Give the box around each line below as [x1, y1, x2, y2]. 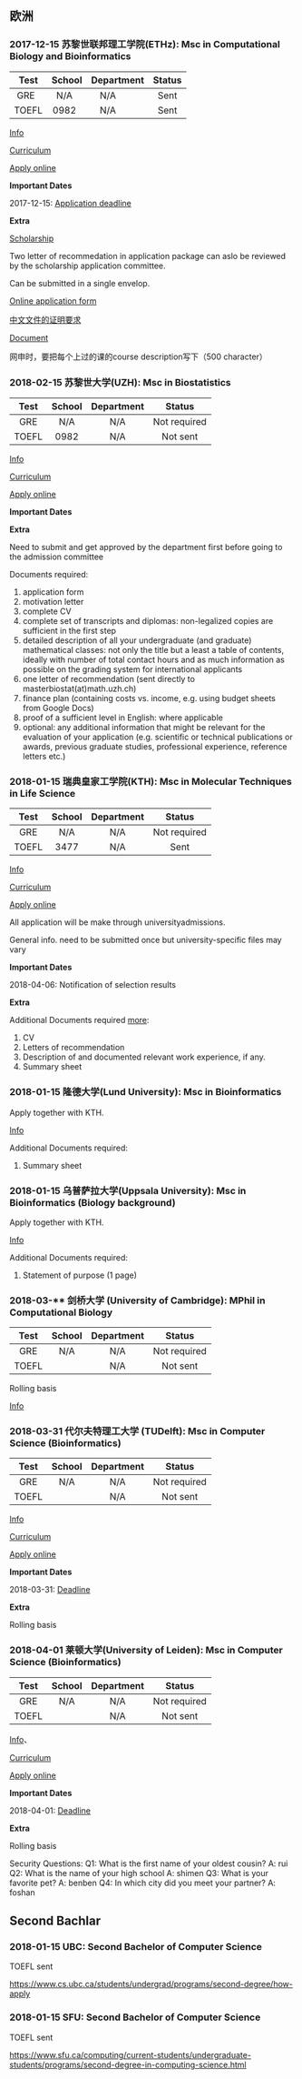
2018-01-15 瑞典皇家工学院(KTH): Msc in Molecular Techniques [9, 775, 292, 788]
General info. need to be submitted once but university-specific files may [9, 935, 283, 946]
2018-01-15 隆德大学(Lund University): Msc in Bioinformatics [9, 1086, 282, 1099]
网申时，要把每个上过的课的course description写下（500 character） [9, 351, 268, 362]
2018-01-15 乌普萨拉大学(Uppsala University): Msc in [9, 1184, 247, 1197]
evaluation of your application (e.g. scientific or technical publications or [22, 731, 293, 742]
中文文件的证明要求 [9, 314, 82, 325]
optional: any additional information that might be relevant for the [22, 721, 266, 732]
